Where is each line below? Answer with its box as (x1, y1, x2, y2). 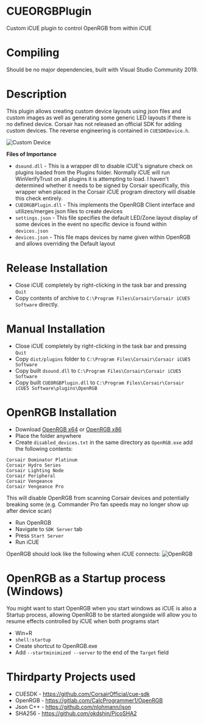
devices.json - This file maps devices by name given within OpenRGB (15, 233, 191, 241)
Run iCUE (15, 538, 40, 546)
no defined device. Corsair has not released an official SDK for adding (6, 120, 182, 127)
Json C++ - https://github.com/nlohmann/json (15, 703, 132, 710)
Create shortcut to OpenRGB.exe (15, 642, 98, 649)
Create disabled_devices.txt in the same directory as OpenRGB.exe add (15, 439, 193, 446)
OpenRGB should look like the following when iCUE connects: (6, 550, 161, 557)
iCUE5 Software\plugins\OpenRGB (15, 385, 97, 391)
